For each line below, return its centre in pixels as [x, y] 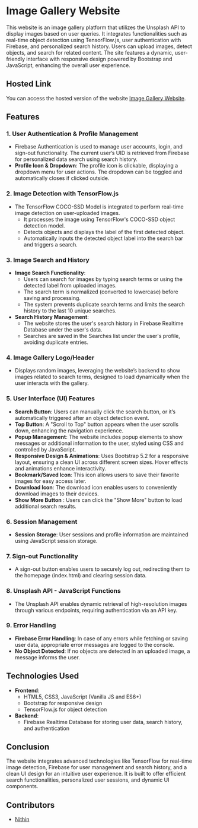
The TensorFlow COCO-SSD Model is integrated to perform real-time [99, 207]
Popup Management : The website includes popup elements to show [98, 437]
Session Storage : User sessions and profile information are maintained [101, 534]
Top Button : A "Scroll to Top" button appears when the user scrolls [97, 424]
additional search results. [46, 506]
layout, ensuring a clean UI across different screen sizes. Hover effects [101, 462]
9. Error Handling [31, 625]
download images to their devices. [57, 494]
